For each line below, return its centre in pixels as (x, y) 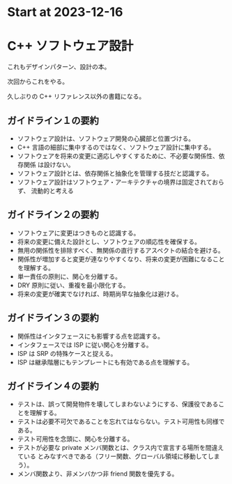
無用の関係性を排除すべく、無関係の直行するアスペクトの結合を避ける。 (121, 250)
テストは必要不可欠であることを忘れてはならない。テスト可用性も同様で (121, 421)
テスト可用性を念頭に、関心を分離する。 (75, 439)
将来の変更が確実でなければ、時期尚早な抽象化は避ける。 (100, 294)
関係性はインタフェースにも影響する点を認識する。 (91, 336)
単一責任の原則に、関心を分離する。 (69, 276)
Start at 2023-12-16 (65, 12)
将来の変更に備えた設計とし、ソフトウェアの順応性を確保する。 (109, 242)
